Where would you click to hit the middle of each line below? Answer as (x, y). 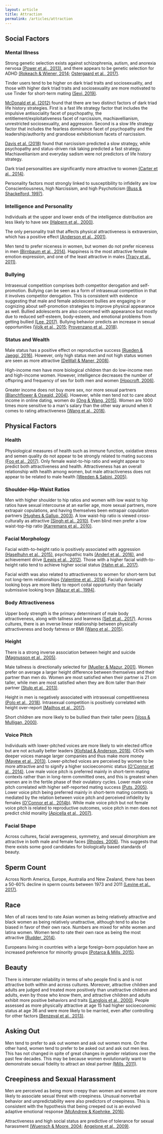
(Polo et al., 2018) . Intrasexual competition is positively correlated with (75, 702)
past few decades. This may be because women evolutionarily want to (76, 1058)
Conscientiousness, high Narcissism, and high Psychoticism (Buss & (73, 188)
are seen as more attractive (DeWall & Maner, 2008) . (58, 361)
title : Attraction (24, 14)
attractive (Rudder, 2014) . (31, 938)
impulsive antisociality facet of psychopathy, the (54, 113)
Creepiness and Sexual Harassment (60, 1079)
